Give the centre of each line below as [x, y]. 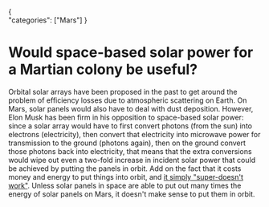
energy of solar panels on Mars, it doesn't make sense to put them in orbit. [132, 194]
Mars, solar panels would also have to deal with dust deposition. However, [131, 108]
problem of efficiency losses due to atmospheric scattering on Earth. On [128, 100]
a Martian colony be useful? [103, 69]
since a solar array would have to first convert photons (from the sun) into [130, 126]
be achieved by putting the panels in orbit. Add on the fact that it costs [125, 168]
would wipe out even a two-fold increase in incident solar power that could [132, 160]
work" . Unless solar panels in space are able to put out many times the [125, 185]
